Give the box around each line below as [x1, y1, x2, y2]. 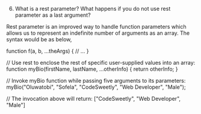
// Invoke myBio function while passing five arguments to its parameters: [6, 77, 186, 84]
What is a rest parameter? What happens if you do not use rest [14, 5, 171, 12]
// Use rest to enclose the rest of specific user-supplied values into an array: [6, 59, 196, 66]
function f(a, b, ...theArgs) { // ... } [6, 47, 89, 55]
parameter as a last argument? [14, 11, 91, 19]
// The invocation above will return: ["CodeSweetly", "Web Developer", [6, 95, 181, 102]
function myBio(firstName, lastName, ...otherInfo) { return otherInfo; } [6, 65, 178, 73]
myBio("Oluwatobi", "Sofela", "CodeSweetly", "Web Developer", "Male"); [6, 83, 186, 91]
